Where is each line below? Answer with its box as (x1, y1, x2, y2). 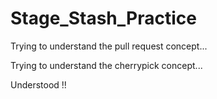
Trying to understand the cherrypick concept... (10, 59, 203, 71)
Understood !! (10, 78, 67, 91)
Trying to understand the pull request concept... (10, 40, 208, 52)
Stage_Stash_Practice (10, 7, 197, 30)
